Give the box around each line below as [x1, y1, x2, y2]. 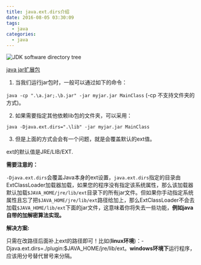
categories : [6, 31, 36, 37]
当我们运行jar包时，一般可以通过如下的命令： [14, 79, 128, 86]
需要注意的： [6, 161, 38, 168]
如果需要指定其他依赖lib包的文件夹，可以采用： [14, 112, 133, 119]
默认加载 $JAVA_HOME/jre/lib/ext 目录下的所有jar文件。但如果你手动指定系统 [6, 189, 194, 196]
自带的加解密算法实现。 [6, 212, 65, 219]
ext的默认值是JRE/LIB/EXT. [6, 148, 74, 155]
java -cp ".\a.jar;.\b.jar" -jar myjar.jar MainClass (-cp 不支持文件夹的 [6, 92, 195, 98]
